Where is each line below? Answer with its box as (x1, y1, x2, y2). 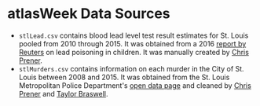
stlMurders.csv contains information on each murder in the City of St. (18, 64, 244, 73)
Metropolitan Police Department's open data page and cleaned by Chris (18, 80, 252, 90)
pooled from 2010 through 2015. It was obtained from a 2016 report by (18, 38, 247, 48)
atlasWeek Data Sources (7, 5, 170, 23)
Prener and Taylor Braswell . (18, 89, 108, 98)
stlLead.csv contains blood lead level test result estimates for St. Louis (18, 31, 249, 40)
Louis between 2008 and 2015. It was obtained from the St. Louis (18, 72, 230, 82)
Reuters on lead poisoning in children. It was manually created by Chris (18, 47, 249, 57)
